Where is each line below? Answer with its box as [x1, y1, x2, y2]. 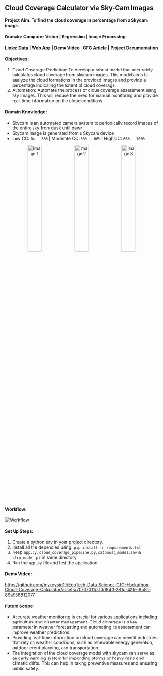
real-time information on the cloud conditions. [12, 98, 104, 104]
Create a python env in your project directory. [12, 539, 103, 545]
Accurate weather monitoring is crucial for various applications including [12, 614, 158, 620]
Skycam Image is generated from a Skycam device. [12, 130, 115, 136]
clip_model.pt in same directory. [12, 554, 78, 560]
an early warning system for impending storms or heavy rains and [12, 655, 144, 661]
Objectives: [5, 56, 29, 62]
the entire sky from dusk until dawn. [12, 125, 84, 131]
